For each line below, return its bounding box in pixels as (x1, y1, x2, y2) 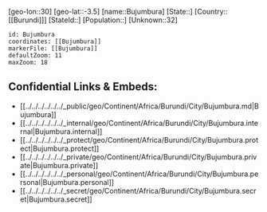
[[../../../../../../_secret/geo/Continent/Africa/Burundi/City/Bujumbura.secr (19, 186, 257, 195)
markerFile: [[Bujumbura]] (8, 45, 98, 53)
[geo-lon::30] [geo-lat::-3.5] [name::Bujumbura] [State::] (8, 7, 193, 16)
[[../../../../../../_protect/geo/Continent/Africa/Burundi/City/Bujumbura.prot (19, 135, 259, 144)
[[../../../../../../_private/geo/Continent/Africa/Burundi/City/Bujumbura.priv (19, 151, 257, 162)
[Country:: (194, 7, 229, 16)
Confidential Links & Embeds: (8, 80, 158, 94)
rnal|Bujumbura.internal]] (19, 127, 103, 136)
